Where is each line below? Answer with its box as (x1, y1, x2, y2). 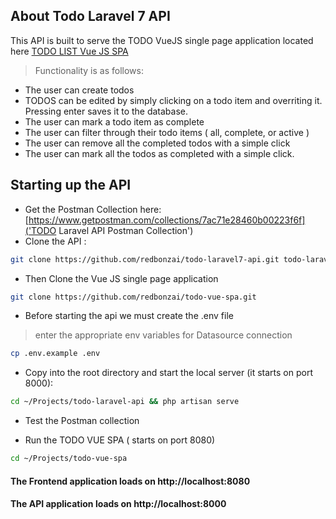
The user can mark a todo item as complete (24, 115, 205, 128)
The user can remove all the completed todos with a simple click (24, 137, 291, 149)
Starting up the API (10, 177, 132, 194)
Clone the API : (24, 235, 87, 247)
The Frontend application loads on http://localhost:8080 (10, 475, 251, 487)
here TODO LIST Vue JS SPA (10, 45, 129, 57)
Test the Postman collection (24, 415, 140, 427)
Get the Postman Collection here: (24, 203, 162, 215)
